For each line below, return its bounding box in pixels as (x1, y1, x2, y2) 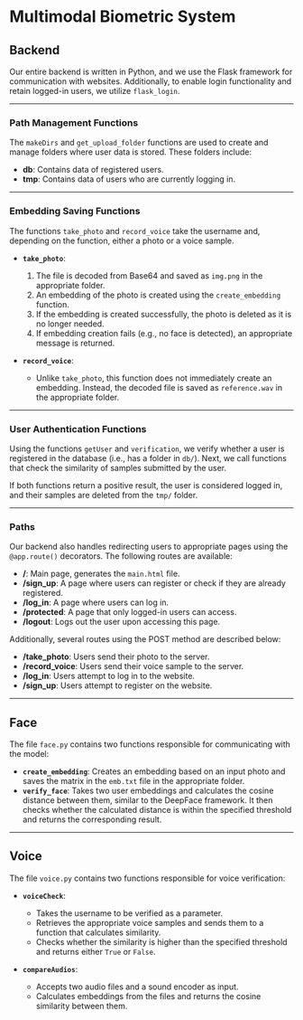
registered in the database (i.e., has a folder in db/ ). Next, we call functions (9, 452, 287, 463)
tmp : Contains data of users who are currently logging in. (22, 174, 236, 184)
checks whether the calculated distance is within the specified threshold (22, 805, 292, 815)
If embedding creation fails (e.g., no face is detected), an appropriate (35, 327, 293, 338)
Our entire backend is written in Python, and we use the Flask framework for (9, 66, 293, 77)
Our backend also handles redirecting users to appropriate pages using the (9, 541, 289, 552)
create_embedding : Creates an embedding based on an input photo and (22, 766, 286, 777)
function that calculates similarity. (35, 927, 161, 938)
